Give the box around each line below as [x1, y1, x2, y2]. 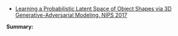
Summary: [6, 23, 34, 30]
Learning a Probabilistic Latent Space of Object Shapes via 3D [15, 5, 172, 12]
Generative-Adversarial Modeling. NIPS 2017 [15, 11, 127, 19]
